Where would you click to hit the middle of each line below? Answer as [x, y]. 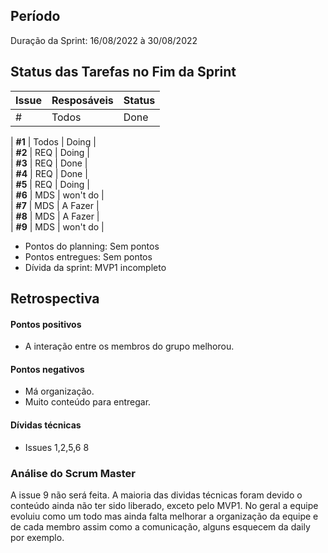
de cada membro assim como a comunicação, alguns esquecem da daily [160, 526]
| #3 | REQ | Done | [49, 163]
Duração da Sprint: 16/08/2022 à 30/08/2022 [104, 40]
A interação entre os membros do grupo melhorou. [129, 346]
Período [35, 16]
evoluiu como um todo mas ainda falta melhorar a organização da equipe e [164, 516]
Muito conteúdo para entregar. [88, 402]
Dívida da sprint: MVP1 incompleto [95, 267]
